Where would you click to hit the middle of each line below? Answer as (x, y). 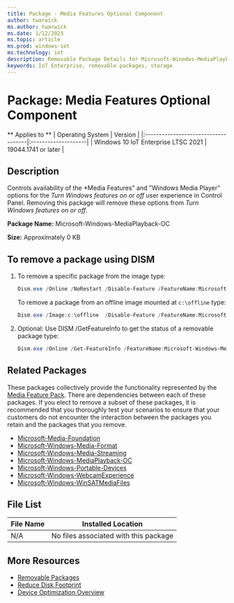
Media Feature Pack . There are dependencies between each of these (107, 395)
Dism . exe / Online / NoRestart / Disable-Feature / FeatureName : (108, 289)
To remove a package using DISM (81, 259)
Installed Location (112, 524)
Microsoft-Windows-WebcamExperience (76, 475)
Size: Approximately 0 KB (44, 238)
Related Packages (47, 371)
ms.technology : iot (36, 53)
